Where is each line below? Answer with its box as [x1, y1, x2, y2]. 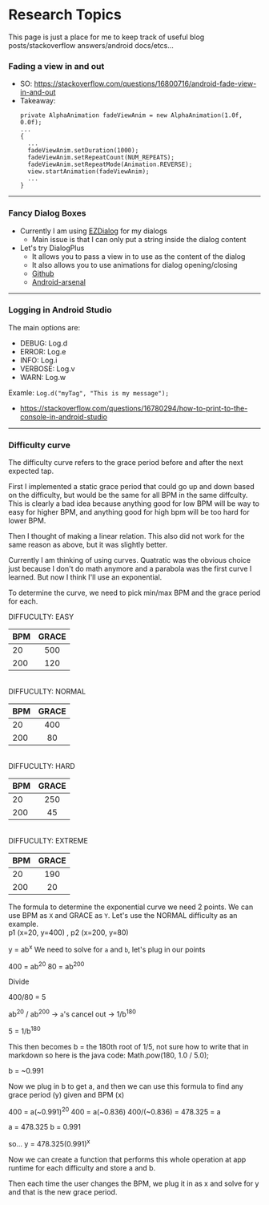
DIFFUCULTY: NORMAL [8, 687, 86, 697]
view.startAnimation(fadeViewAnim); [27, 168, 150, 176]
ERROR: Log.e [19, 346, 66, 356]
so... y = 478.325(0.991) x [8, 1138, 90, 1149]
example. [8, 920, 38, 929]
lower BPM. [8, 516, 46, 526]
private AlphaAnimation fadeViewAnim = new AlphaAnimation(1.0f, [19, 111, 243, 119]
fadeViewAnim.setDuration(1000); [27, 147, 139, 155]
